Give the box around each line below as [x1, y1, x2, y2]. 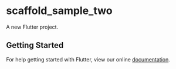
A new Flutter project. [6, 23, 59, 30]
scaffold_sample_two [6, 4, 113, 18]
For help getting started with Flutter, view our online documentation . [6, 56, 170, 63]
